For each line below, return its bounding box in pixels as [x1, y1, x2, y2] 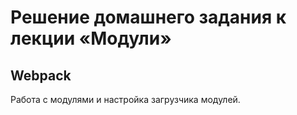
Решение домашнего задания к [10, 6, 287, 29]
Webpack [10, 67, 72, 84]
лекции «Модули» [10, 27, 172, 50]
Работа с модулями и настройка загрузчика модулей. [10, 94, 241, 105]
